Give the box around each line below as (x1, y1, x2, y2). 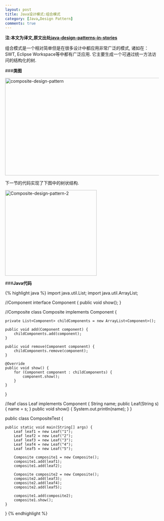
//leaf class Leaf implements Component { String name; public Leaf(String (5, 401, 154, 407)
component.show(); (22, 374, 60, 379)
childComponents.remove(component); (14, 348, 89, 354)
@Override (5, 362, 25, 366)
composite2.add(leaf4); (14, 480, 62, 486)
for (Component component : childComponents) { (14, 370, 112, 375)
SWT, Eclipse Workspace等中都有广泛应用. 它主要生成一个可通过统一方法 (5, 51, 152, 57)
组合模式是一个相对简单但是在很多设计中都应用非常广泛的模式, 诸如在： (5, 45, 149, 51)
